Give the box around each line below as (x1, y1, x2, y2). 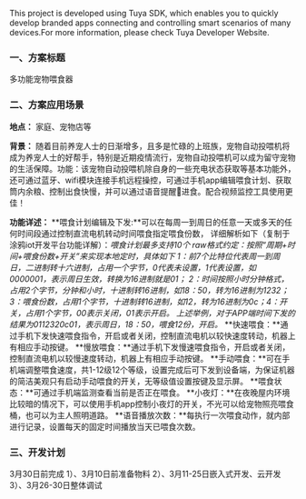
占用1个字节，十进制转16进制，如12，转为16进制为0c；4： (62, 295, 280, 307)
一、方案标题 (9, 51, 66, 64)
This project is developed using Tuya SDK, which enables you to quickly (9, 8, 279, 18)
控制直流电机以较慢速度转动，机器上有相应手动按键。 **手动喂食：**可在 (9, 353, 282, 364)
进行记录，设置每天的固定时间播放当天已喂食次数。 (9, 421, 201, 432)
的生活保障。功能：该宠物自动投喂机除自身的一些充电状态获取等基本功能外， (9, 163, 296, 174)
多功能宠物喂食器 (9, 74, 74, 85)
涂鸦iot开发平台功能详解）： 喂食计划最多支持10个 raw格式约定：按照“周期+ (9, 239, 288, 250)
